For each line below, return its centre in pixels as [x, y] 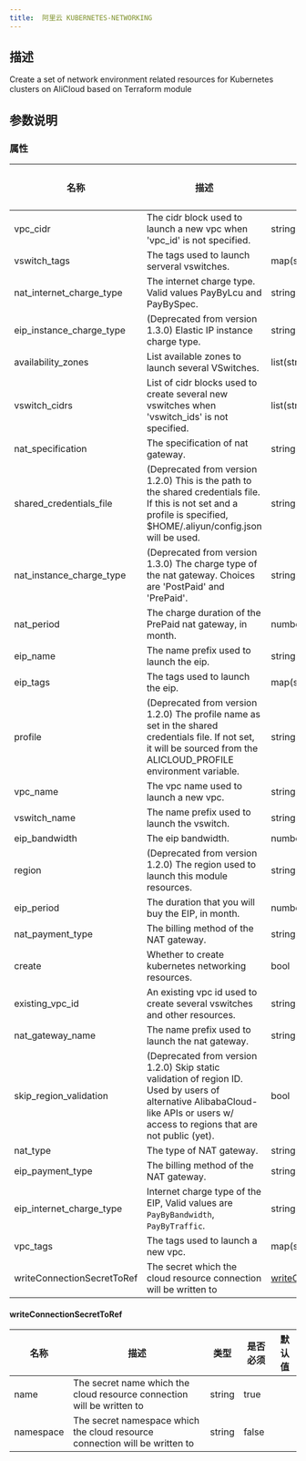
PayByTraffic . [176, 1226]
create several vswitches [199, 1003]
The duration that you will [200, 902]
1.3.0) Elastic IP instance [199, 331]
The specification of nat [197, 443]
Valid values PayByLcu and [204, 293]
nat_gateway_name [55, 1035]
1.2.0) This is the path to [199, 481]
